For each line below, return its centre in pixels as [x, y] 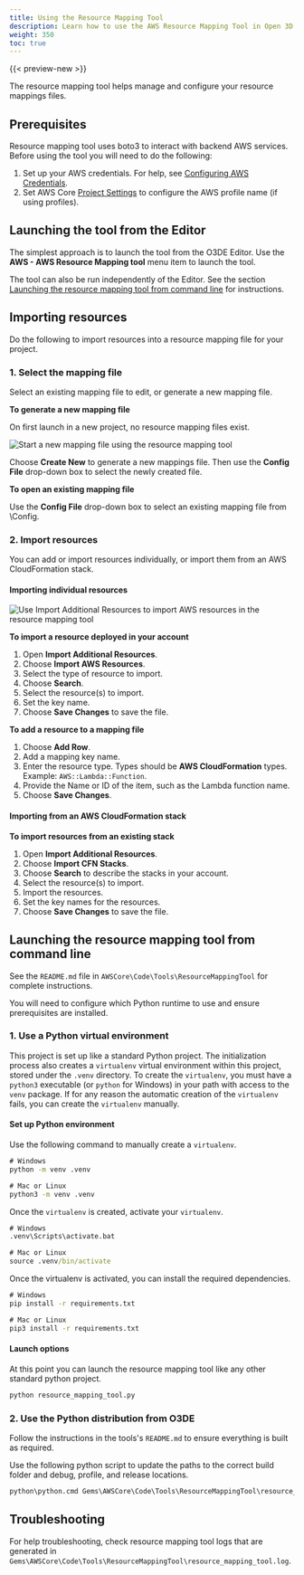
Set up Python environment [62, 1124]
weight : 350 [32, 34]
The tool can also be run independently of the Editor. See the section [138, 279]
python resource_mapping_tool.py [72, 1395]
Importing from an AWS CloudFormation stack [98, 816]
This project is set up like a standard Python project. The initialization [138, 1056]
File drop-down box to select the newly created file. [106, 471]
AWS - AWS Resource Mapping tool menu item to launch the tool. [133, 261]
